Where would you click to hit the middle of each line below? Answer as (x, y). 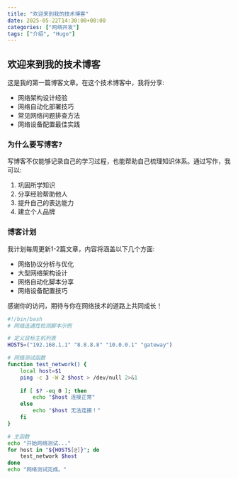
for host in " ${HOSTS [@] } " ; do (53, 450)
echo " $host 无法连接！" (67, 411)
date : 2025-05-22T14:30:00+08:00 (57, 21)
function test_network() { (47, 365)
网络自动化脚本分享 (46, 282)
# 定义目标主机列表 (32, 338)
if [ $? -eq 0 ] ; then (53, 391)
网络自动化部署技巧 (46, 106)
